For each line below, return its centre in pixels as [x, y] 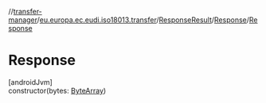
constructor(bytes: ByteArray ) [57, 90]
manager [23, 20]
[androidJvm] [31, 82]
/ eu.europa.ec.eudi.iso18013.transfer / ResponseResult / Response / [143, 20]
